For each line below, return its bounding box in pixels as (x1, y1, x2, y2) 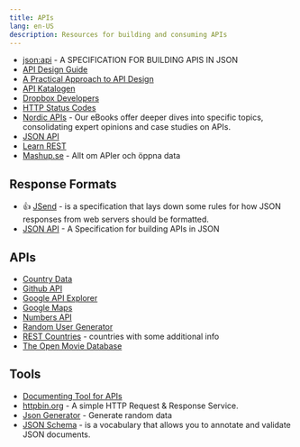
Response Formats (9, 177, 117, 192)
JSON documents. (22, 429, 91, 440)
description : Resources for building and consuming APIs (9, 30, 228, 39)
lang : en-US (9, 22, 54, 31)
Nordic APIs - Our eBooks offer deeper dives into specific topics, (22, 112, 264, 123)
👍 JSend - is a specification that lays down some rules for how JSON (22, 201, 282, 212)
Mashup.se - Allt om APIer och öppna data (22, 151, 181, 161)
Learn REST (22, 141, 67, 151)
